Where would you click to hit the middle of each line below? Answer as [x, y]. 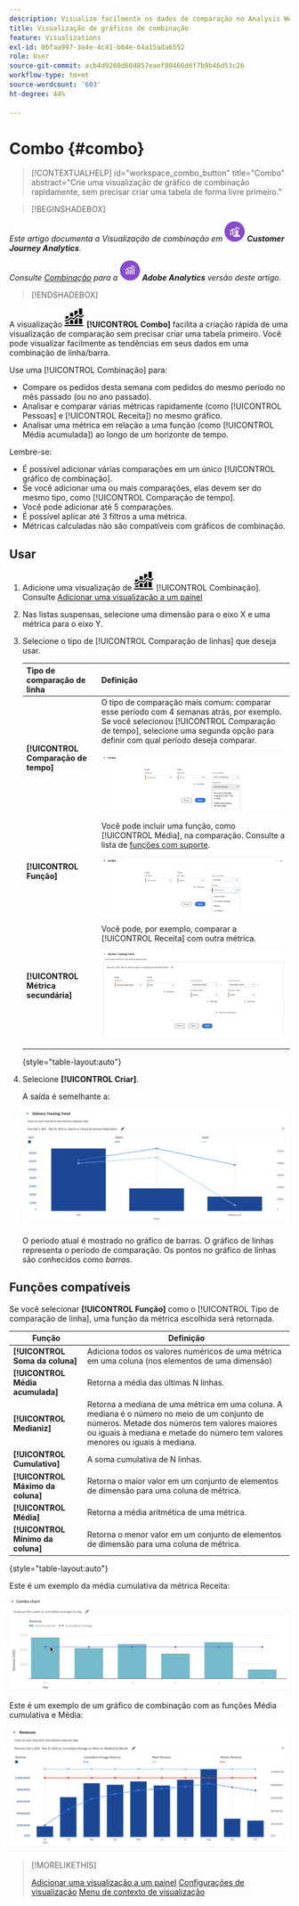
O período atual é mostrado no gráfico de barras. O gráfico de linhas [148, 1241]
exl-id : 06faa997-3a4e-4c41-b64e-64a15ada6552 [97, 47]
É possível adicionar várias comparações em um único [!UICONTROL [149, 469]
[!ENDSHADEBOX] [65, 295]
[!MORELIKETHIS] [64, 1865]
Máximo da [34, 1486]
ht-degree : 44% [37, 94]
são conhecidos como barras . [77, 1259]
